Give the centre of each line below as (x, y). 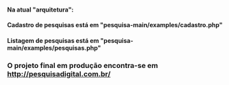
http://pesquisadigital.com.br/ (59, 73)
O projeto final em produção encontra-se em (83, 65)
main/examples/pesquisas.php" (54, 48)
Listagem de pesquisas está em (53, 40)
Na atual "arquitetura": (40, 10)
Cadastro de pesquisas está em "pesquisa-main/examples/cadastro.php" (115, 25)
